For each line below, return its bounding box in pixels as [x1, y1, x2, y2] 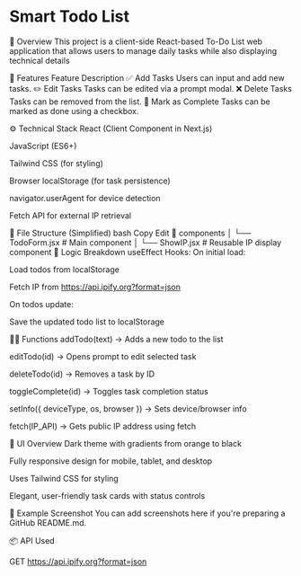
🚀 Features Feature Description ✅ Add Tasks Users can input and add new [9, 72, 285, 83]
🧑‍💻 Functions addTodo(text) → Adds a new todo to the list [9, 333, 224, 344]
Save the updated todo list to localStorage [9, 316, 164, 327]
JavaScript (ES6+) [9, 140, 77, 151]
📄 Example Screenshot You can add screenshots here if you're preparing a [9, 508, 286, 518]
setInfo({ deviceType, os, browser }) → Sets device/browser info [9, 403, 247, 414]
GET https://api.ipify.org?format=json [9, 555, 147, 567]
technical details [9, 55, 70, 66]
